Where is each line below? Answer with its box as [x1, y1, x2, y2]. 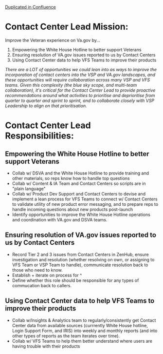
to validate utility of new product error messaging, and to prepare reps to [12, 201, 159, 207]
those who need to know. [12, 267, 63, 273]
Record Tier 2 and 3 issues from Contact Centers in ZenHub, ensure [12, 251, 149, 257]
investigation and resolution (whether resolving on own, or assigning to [12, 256, 155, 262]
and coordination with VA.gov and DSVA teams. [12, 216, 108, 222]
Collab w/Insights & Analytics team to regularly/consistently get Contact [12, 317, 156, 323]
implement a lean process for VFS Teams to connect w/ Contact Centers [12, 196, 158, 202]
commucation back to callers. [12, 282, 72, 288]
